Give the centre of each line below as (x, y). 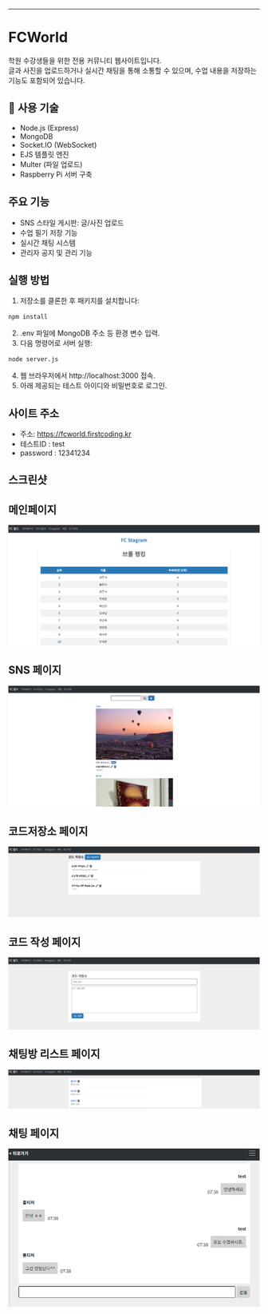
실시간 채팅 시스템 (47, 242)
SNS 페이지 (35, 671)
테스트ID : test (42, 443)
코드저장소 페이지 (48, 831)
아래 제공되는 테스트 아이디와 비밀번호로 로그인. (93, 386)
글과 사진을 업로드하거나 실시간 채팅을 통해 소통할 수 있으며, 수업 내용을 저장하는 (133, 70)
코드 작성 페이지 (45, 942)
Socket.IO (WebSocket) (58, 145)
